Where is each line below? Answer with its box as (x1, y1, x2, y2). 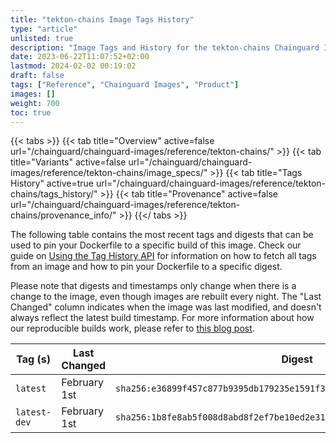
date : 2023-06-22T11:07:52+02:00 (10, 52, 150, 62)
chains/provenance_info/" (10, 209, 117, 221)
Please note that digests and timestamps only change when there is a (10, 280, 297, 292)
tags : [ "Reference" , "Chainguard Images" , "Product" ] (10, 80, 240, 90)
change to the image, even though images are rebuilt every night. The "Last (10, 291, 322, 303)
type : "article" (10, 24, 78, 34)
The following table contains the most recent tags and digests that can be (10, 229, 314, 241)
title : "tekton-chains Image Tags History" (10, 14, 195, 25)
